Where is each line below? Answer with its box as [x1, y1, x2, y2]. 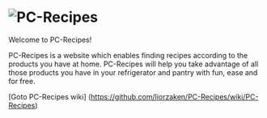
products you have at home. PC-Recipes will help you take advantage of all [8, 59, 259, 69]
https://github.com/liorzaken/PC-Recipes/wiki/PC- [90, 91, 259, 101]
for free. [8, 76, 36, 86]
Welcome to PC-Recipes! [8, 35, 92, 44]
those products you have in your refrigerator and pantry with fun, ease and [8, 67, 258, 77]
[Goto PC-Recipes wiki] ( [8, 91, 91, 101]
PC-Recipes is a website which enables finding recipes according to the [8, 50, 248, 60]
